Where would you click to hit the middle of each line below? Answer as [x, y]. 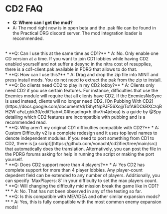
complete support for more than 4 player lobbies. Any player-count [74, 170]
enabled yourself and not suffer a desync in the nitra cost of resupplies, [79, 64]
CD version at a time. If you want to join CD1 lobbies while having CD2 [77, 58]
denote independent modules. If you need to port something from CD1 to [80, 138]
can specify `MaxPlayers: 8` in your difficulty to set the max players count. [82, 181]
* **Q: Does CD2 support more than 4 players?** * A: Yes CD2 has [75, 165]
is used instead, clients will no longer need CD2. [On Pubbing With [73, 101]
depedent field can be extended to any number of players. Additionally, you [83, 175]
